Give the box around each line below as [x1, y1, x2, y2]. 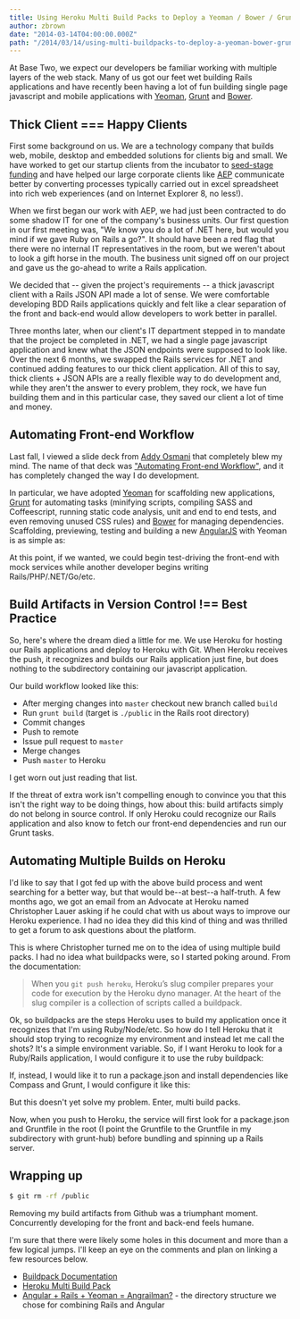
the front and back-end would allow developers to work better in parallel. [9, 308, 278, 319]
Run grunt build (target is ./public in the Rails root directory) [21, 707, 250, 718]
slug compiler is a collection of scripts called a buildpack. [30, 997, 243, 1008]
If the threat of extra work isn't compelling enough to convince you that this [9, 789, 287, 800]
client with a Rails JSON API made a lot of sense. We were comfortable [9, 290, 270, 300]
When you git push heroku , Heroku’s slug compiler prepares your [30, 978, 274, 988]
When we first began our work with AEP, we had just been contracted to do [9, 206, 287, 216]
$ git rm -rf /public [9, 1192, 90, 1201]
